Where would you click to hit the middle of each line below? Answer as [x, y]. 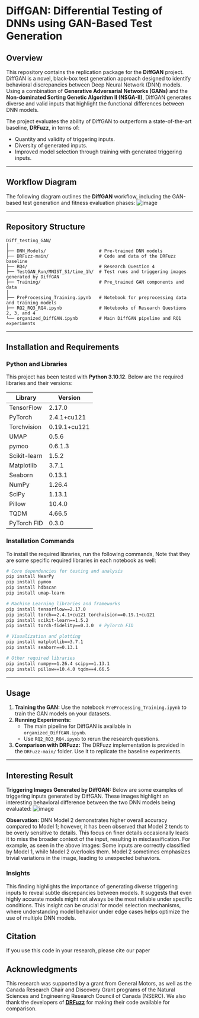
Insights [18, 874]
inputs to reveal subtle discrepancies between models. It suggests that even [99, 892]
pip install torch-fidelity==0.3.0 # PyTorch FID [70, 626]
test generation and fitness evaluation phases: [79, 203]
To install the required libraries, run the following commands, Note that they [98, 554]
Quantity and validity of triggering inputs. [65, 139]
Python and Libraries [37, 364]
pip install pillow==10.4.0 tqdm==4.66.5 [58, 669]
